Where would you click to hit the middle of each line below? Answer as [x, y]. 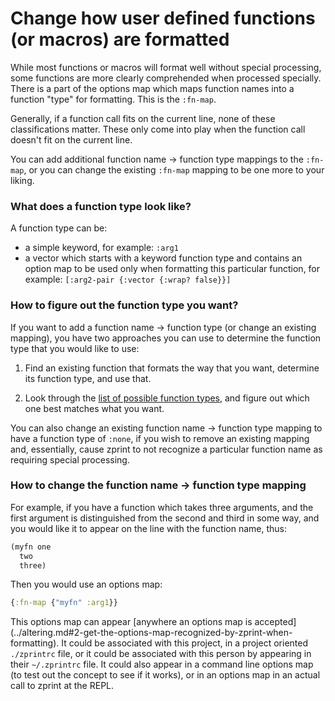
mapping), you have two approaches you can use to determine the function [166, 338]
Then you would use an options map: [86, 584]
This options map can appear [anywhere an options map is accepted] [153, 622]
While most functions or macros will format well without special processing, [166, 67]
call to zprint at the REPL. [62, 686]
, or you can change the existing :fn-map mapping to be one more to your [174, 169]
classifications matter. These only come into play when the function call [158, 129]
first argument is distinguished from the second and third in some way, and [165, 518]
